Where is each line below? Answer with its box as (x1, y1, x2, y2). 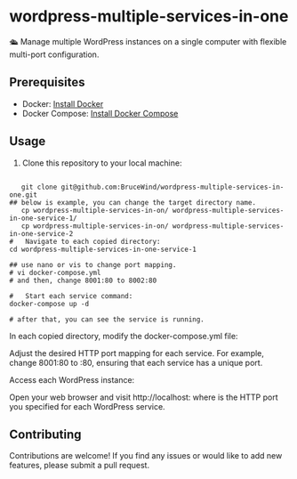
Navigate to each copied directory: (25, 237, 162, 246)
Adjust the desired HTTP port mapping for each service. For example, (9, 347, 265, 358)
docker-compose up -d (9, 299, 90, 308)
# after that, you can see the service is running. (9, 314, 205, 324)
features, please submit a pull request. (9, 460, 149, 471)
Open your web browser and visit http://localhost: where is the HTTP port (9, 392, 278, 402)
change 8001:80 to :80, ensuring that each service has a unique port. (9, 357, 263, 368)
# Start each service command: (9, 291, 133, 300)
